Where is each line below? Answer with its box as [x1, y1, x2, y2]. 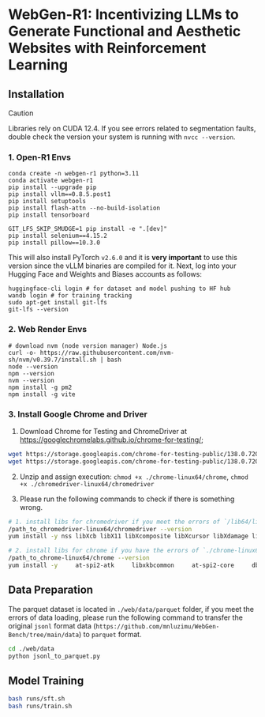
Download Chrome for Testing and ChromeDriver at [19, 426, 188, 436]
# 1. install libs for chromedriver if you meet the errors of [8, 518, 221, 526]
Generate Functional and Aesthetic [8, 22, 241, 40]
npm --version [8, 369, 55, 377]
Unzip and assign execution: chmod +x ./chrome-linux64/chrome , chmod [19, 472, 248, 481]
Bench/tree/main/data [8, 631, 80, 639]
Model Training [8, 674, 84, 687]
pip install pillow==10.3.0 [8, 239, 101, 247]
